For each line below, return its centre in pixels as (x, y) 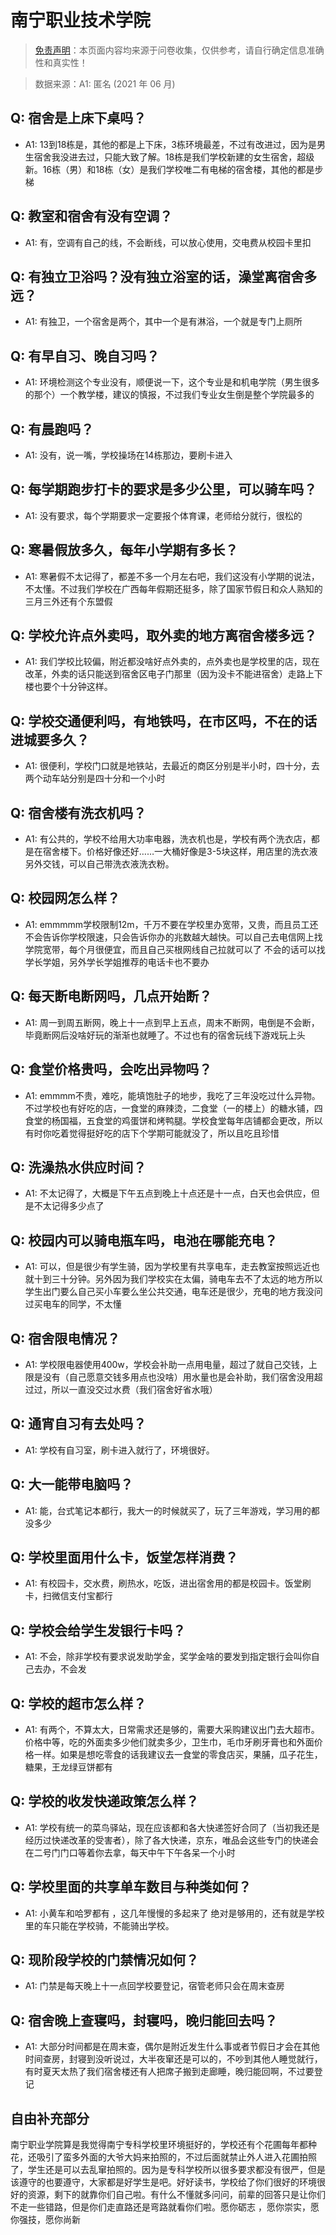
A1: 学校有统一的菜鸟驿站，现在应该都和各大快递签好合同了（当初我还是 (172, 1827)
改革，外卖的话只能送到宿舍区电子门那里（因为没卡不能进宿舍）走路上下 (173, 674)
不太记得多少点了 (69, 1206)
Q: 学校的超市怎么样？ (78, 1703)
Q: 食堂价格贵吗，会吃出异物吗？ (111, 1069)
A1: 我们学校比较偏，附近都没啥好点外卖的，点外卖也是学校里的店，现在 (172, 662)
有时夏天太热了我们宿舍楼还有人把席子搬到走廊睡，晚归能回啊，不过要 (169, 2072)
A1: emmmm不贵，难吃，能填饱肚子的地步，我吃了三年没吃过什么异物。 (172, 1095)
